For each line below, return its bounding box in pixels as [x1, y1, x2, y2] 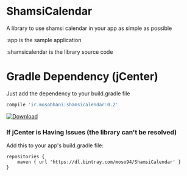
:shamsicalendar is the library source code [6, 48, 113, 56]
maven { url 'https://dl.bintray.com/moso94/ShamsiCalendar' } [17, 159, 182, 166]
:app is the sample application [6, 36, 82, 43]
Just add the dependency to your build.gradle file [6, 90, 130, 97]
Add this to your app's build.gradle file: [6, 142, 104, 149]
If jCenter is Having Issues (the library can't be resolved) [6, 128, 177, 136]
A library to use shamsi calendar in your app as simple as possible [6, 24, 172, 32]
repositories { [6, 154, 45, 160]
